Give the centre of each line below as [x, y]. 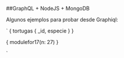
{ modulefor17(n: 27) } [32, 42]
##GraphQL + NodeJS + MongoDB [48, 8]
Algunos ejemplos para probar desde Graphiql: [62, 19]
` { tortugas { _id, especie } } [40, 31]
